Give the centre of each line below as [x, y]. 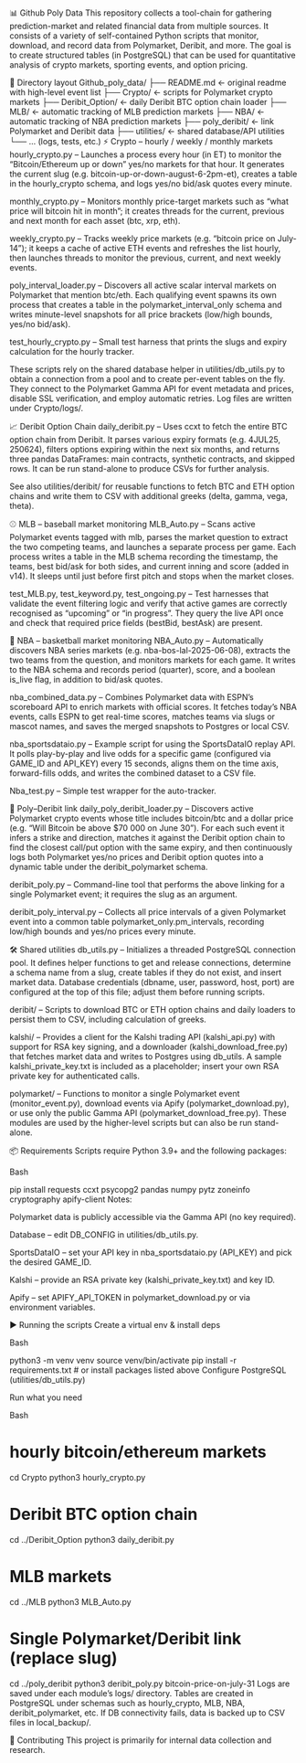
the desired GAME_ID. [51, 1262]
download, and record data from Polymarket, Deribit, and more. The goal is [151, 45]
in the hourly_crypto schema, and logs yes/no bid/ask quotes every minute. [151, 184]
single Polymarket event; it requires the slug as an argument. [123, 894]
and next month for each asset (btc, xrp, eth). [95, 221]
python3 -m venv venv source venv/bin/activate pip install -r [123, 1360]
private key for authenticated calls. [74, 1076]
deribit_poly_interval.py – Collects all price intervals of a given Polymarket [148, 912]
